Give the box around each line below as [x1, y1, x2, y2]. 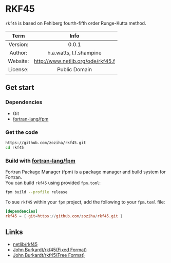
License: [8, 66, 29, 73]
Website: [8, 57, 29, 65]
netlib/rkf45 [12, 241, 38, 248]
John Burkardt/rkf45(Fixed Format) [12, 247, 87, 253]
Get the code [5, 129, 39, 136]
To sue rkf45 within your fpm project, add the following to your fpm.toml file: [5, 198, 165, 205]
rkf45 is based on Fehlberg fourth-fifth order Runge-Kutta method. [5, 20, 146, 26]
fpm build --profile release [5, 189, 68, 195]
